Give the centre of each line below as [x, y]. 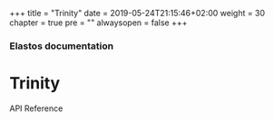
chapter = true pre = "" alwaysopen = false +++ [98, 23]
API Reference [36, 108]
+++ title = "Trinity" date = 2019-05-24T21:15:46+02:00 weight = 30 [137, 13]
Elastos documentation [62, 46]
